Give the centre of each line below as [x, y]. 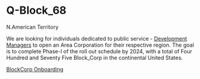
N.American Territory [33, 27]
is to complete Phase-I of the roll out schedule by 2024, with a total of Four [99, 51]
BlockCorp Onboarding [35, 69]
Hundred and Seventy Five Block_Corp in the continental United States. [95, 57]
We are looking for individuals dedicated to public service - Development [97, 38]
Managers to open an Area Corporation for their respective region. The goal [100, 45]
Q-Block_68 [36, 10]
